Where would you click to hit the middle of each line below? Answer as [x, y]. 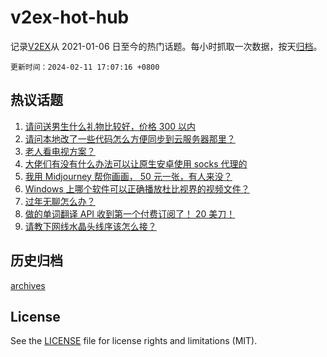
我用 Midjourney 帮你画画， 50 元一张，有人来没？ [128, 176]
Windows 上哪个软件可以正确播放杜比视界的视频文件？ [137, 188]
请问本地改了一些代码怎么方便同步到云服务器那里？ [130, 138]
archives [28, 285]
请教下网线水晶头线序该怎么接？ [90, 226]
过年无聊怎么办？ [60, 201]
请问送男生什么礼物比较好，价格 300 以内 [110, 126]
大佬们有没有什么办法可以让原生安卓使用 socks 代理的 [136, 163]
